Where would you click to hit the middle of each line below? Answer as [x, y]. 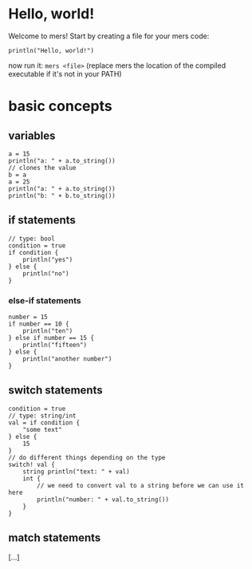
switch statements [55, 391]
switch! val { [32, 464]
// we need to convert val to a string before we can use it [141, 485]
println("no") [46, 273]
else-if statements [45, 300]
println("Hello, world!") [51, 50]
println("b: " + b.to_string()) [62, 196]
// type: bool [32, 239]
